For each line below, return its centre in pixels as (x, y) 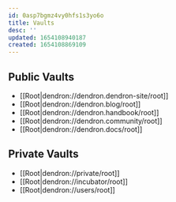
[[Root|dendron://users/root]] (67, 189)
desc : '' (22, 30)
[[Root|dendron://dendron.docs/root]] (81, 129)
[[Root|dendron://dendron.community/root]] (91, 121)
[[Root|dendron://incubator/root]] (74, 181)
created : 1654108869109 (47, 45)
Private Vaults (43, 154)
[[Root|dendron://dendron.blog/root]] (80, 104)
